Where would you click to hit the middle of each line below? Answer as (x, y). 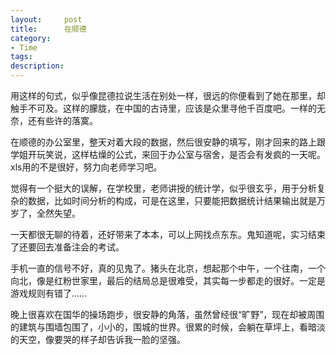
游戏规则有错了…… (49, 293)
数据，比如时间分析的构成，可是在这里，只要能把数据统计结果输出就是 (172, 200)
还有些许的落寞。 (62, 120)
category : (31, 38)
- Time (24, 47)
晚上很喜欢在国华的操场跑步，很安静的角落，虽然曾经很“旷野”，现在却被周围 (167, 314)
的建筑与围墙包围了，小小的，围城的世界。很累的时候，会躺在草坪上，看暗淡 (168, 327)
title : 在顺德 (48, 29)
